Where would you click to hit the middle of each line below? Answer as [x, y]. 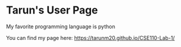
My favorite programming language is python [61, 26]
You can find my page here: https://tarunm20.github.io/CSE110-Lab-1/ [90, 38]
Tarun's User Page [52, 10]
